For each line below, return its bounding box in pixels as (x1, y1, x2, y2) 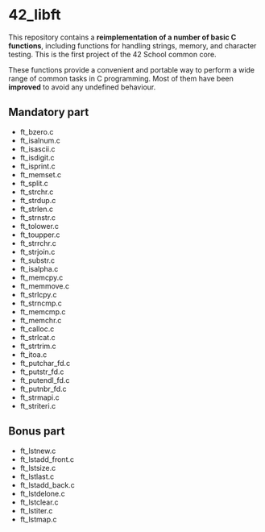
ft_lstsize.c (19, 463, 56, 472)
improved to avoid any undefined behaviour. (8, 82, 156, 92)
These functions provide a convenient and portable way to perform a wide (8, 64, 255, 74)
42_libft (8, 6, 61, 24)
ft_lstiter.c (19, 505, 53, 515)
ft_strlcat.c (19, 332, 56, 342)
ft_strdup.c (19, 195, 56, 205)
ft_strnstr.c (19, 212, 56, 222)
